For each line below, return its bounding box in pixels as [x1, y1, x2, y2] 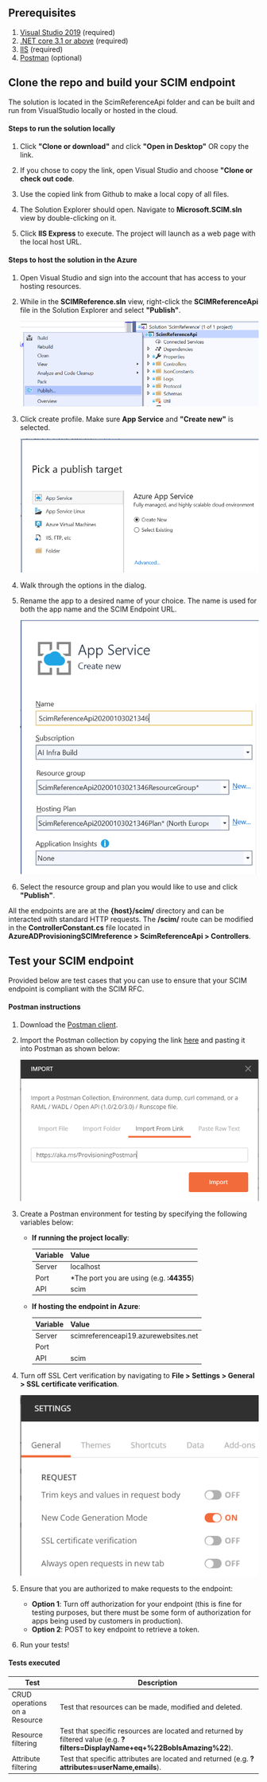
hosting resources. [19, 282, 82, 291]
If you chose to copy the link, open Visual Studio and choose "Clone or [19, 165, 253, 174]
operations [11, 1698, 48, 1707]
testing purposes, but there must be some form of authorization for [31, 1608, 252, 1617]
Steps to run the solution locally [8, 123, 115, 134]
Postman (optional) [19, 53, 83, 62]
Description [137, 1678, 177, 1687]
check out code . [19, 174, 75, 183]
